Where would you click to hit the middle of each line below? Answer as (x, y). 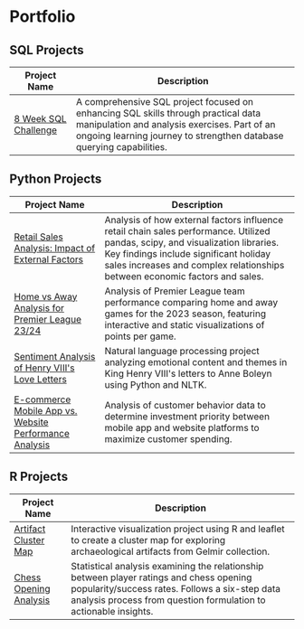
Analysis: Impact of (55, 248)
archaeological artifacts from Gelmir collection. (170, 551)
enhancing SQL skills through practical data (168, 113)
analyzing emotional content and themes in (196, 361)
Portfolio (43, 17)
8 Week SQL (40, 119)
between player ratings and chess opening (161, 577)
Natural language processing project (182, 351)
